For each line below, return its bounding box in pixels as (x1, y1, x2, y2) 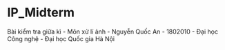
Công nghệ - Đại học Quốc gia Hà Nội (7, 34, 115, 42)
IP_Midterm (7, 5, 75, 21)
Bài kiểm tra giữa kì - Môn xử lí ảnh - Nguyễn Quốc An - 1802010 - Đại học (7, 27, 219, 36)
